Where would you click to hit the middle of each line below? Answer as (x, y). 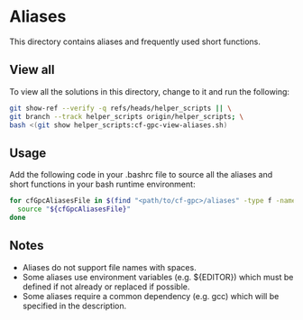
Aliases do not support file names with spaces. (109, 267)
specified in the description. (74, 306)
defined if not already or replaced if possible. (106, 287)
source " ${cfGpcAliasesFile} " (74, 209)
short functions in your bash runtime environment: (102, 184)
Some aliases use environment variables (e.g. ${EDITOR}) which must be (158, 277)
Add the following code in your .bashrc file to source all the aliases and (141, 175)
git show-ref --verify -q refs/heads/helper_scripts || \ (120, 108)
